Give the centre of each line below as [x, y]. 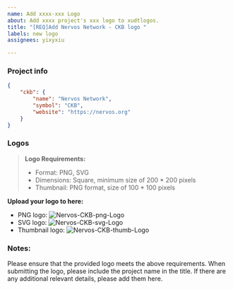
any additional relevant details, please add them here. [85, 279]
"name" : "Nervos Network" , [72, 99]
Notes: [19, 248]
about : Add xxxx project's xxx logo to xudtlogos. [83, 21]
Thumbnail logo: [41, 230]
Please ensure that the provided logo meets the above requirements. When [116, 264]
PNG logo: [32, 215]
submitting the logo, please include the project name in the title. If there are [116, 271]
